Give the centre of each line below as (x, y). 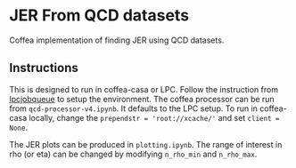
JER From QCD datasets (99, 16)
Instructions (44, 68)
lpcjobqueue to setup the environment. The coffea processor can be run (142, 99)
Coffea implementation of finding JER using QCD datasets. (117, 40)
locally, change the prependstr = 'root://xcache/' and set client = (154, 117)
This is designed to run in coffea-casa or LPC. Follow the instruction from (144, 89)
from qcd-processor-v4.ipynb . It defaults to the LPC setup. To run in (134, 108)
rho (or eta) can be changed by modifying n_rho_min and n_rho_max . (133, 154)
